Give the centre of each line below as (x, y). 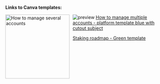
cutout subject (88, 28)
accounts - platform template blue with (114, 23)
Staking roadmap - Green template (109, 38)
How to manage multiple (121, 17)
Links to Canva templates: (34, 7)
